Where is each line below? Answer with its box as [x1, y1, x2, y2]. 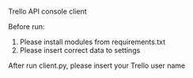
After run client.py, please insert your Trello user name [8, 61, 186, 70]
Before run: [8, 22, 45, 31]
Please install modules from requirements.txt [19, 37, 166, 46]
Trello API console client [8, 7, 87, 16]
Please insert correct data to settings [19, 46, 141, 54]
